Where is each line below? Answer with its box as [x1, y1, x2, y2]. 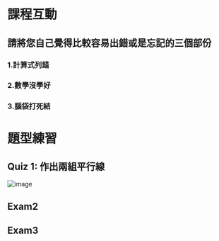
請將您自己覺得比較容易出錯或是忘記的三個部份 [7, 37, 212, 49]
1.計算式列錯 [7, 60, 49, 69]
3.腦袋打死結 [7, 101, 51, 111]
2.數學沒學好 [7, 81, 51, 91]
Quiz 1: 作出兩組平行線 [7, 160, 105, 172]
